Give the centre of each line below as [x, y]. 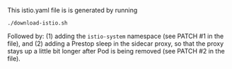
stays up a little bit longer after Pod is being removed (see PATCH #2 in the [116, 51]
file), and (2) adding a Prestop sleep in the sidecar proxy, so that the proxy [116, 44]
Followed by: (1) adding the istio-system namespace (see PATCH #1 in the [116, 36]
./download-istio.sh [38, 23]
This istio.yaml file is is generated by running [72, 10]
